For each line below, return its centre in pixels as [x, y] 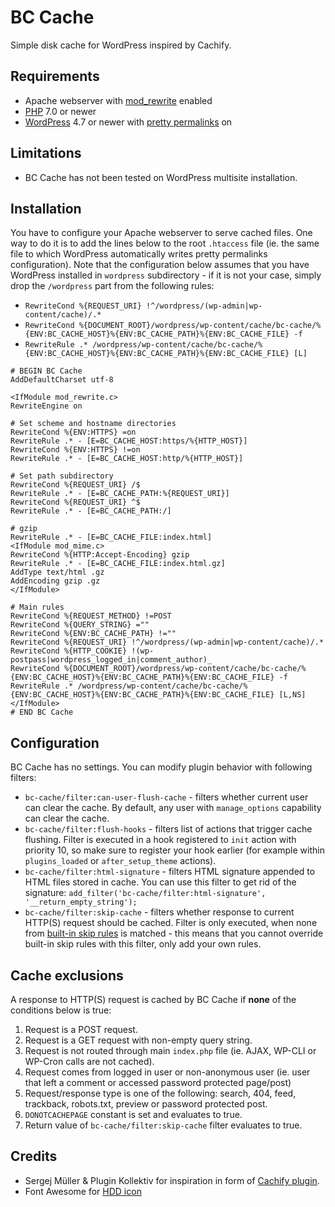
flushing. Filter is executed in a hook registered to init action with [160, 840]
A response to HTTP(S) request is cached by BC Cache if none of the [153, 999]
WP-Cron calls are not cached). [89, 1061]
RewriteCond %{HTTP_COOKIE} [69, 651]
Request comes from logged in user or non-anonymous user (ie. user [167, 1072]
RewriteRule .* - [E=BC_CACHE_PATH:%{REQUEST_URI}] [120, 494]
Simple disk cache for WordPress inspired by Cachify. [121, 45]
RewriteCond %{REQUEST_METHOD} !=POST [91, 616]
